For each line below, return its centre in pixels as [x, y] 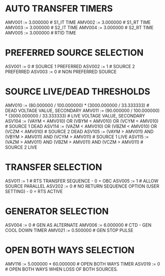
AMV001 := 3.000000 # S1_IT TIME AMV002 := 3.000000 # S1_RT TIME [78, 22]
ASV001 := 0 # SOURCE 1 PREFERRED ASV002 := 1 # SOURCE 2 [70, 66]
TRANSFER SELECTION [54, 167]
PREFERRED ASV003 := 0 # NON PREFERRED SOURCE [61, 72]
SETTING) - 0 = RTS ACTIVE [34, 191]
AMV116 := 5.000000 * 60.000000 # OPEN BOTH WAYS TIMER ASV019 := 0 [82, 264]
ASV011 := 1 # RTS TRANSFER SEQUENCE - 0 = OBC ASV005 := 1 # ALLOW [82, 181]
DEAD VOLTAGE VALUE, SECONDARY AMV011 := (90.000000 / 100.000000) [82, 110]
